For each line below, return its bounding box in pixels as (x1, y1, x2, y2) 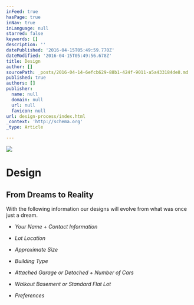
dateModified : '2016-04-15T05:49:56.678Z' (6, 53, 112, 59)
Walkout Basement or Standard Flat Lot (14, 281, 111, 287)
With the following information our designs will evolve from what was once (6, 206, 188, 212)
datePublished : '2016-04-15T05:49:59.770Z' (6, 47, 115, 53)
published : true (6, 75, 46, 81)
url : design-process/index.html (6, 113, 86, 119)
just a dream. (6, 211, 38, 219)
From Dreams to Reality (6, 190, 94, 200)
